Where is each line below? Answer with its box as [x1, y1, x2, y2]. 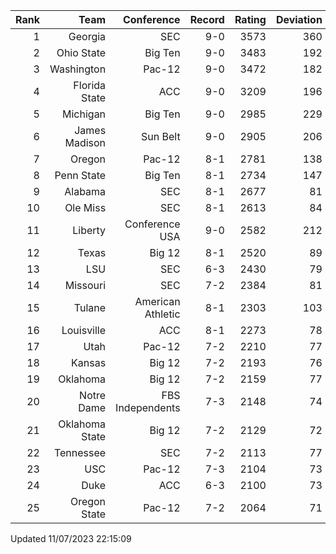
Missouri [64, 279, 107, 292]
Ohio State [56, 46, 107, 59]
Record [189, 13, 225, 26]
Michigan [62, 107, 107, 121]
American [134, 295, 181, 308]
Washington [49, 62, 107, 76]
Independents [115, 401, 181, 414]
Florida [73, 79, 107, 92]
